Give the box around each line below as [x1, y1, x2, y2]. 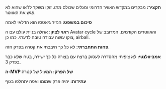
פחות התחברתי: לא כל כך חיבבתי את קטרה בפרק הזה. [5, 44, 110, 49]
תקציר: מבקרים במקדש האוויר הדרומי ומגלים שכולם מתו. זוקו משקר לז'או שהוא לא [5, 4, 161, 10]
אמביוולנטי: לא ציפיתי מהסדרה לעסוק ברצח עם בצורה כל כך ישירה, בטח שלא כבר [5, 53, 161, 59]
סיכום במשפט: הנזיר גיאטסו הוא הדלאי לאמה [5, 19, 92, 25]
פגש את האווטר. [5, 9, 36, 15]
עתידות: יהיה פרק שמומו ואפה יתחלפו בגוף [5, 78, 87, 84]
